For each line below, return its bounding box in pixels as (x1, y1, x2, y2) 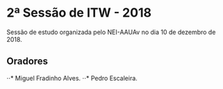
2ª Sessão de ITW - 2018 (6, 5, 152, 21)
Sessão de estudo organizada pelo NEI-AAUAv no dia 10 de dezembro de (6, 28, 216, 36)
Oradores (6, 56, 49, 67)
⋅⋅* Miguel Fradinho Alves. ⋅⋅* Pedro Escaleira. (6, 74, 138, 82)
